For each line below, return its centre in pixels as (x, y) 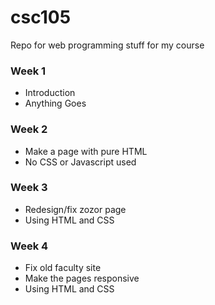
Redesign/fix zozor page (75, 209)
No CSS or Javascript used (80, 162)
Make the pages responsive (82, 278)
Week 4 (29, 246)
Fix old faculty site (63, 268)
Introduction (50, 93)
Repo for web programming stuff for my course (107, 45)
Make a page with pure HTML (86, 151)
